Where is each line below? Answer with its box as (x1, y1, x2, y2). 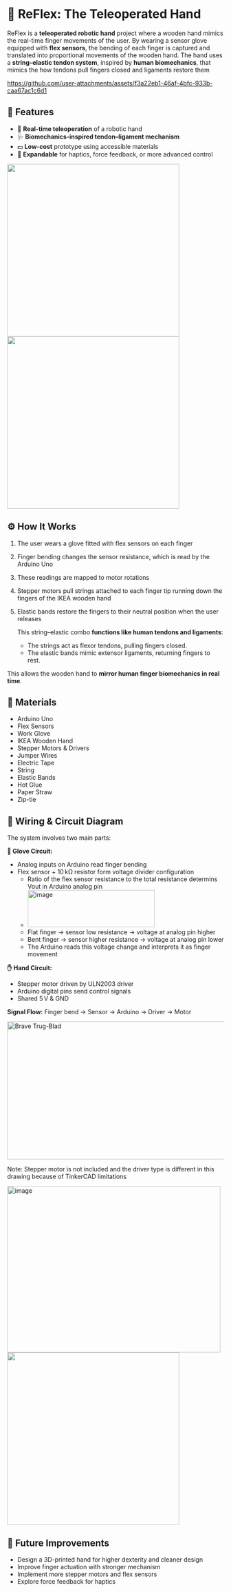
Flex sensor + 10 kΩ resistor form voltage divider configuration (16, 868, 195, 876)
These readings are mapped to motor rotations (16, 573, 150, 581)
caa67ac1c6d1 (7, 86, 47, 94)
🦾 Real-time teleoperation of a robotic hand (16, 124, 142, 133)
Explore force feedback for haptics (16, 1578, 115, 1585)
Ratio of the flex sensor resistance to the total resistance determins (27, 875, 218, 883)
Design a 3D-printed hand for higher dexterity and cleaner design (16, 1555, 203, 1564)
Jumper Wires (16, 752, 58, 760)
